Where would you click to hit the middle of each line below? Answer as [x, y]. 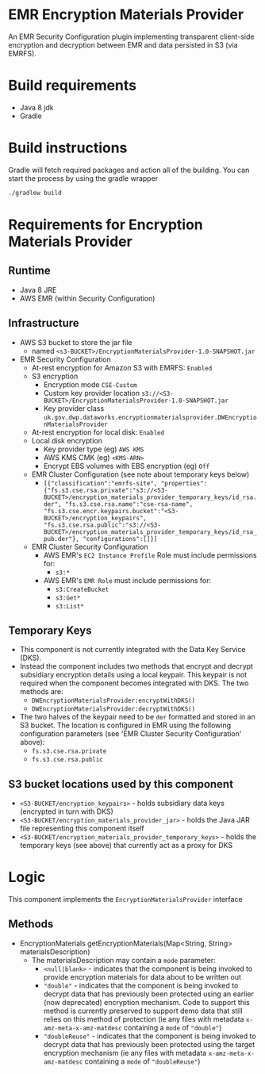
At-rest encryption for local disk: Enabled [98, 432]
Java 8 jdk [36, 107]
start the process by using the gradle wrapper [83, 178]
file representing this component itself [82, 829]
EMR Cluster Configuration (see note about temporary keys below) [140, 474]
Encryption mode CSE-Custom [90, 384]
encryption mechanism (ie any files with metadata [125, 1053]
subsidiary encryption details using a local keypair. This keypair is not [133, 675]
